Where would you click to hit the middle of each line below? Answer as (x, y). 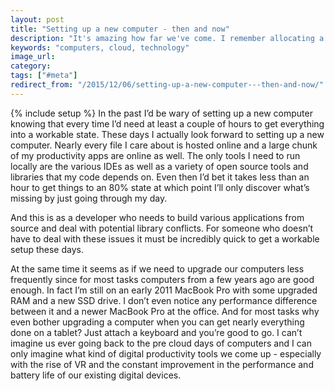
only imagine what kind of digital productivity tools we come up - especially (166, 353)
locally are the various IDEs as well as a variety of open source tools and (159, 166)
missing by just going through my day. (89, 198)
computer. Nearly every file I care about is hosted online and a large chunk (164, 145)
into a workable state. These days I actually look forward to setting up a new (167, 134)
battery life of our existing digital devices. (96, 375)
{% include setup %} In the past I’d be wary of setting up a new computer (161, 113)
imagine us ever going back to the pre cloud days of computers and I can (161, 343)
